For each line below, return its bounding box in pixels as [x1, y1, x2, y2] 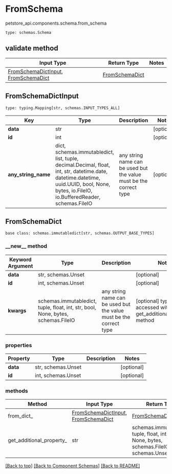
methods [5, 387, 28, 394]
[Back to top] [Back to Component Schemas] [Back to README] [5, 463, 140, 469]
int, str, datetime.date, [55, 167, 108, 175]
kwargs [8, 307, 27, 314]
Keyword [9, 256, 32, 263]
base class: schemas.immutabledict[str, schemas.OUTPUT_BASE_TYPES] [5, 231, 155, 236]
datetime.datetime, [55, 174, 101, 181]
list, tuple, [55, 155, 79, 162]
